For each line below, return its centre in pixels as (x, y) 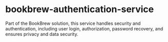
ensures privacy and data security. (42, 34)
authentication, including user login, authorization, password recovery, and (84, 28)
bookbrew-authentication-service (80, 9)
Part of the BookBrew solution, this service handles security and (73, 23)
